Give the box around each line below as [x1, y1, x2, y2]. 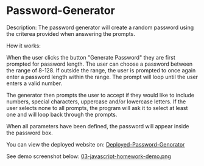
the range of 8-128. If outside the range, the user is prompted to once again [6, 66, 196, 74]
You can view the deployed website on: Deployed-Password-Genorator [6, 140, 185, 148]
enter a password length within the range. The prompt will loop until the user [6, 73, 199, 80]
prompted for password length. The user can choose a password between [6, 60, 193, 67]
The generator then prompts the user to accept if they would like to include [6, 91, 195, 99]
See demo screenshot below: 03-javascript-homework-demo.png [6, 153, 172, 160]
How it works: [6, 42, 41, 49]
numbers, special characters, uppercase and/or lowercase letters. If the [6, 98, 186, 105]
